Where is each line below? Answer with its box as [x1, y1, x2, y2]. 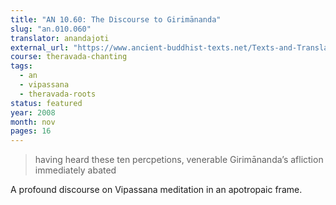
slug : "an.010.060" [10, 24, 92, 34]
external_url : [10, 42, 70, 53]
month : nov [10, 117, 56, 127]
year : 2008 [10, 107, 56, 118]
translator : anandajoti [10, 33, 110, 43]
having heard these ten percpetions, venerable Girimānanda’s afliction [34, 154, 324, 166]
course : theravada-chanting [10, 52, 128, 62]
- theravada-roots [19, 89, 97, 99]
